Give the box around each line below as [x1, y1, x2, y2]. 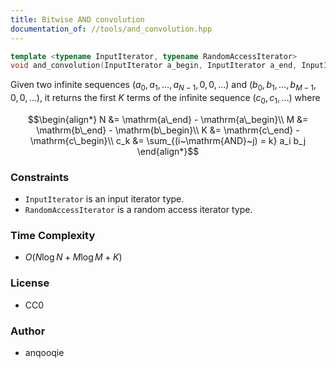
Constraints [10, 170, 70, 184]
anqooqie [24, 347, 65, 359]
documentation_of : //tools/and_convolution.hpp [10, 24, 213, 34]
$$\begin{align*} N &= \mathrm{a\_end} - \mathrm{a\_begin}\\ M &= [27, 113, 309, 125]
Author [10, 324, 46, 338]
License [10, 276, 50, 290]
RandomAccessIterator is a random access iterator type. [24, 204, 253, 216]
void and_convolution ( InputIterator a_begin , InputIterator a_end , [10, 61, 298, 71]
